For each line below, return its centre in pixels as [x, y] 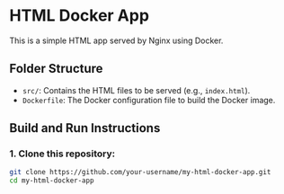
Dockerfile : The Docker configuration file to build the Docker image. [149, 100]
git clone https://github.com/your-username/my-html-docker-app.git [140, 172]
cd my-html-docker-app [52, 181]
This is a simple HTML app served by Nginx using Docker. [116, 40]
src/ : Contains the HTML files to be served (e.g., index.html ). [136, 90]
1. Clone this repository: [62, 154]
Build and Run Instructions [85, 128]
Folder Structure [56, 69]
